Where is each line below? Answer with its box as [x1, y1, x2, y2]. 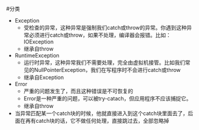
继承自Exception [23, 74, 64, 81]
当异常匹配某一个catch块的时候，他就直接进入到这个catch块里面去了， [14, 110, 188, 117]
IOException [23, 38, 54, 45]
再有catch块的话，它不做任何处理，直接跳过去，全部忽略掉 [25, 118, 169, 124]
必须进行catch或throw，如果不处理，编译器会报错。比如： [29, 31, 171, 39]
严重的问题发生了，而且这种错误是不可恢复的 [23, 88, 134, 94]
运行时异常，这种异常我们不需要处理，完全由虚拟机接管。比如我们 [23, 59, 185, 66]
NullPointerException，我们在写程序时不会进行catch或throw [34, 66, 181, 73]
